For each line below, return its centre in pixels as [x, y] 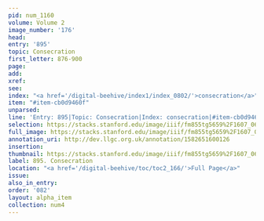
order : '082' [29, 190]
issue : [19, 176]
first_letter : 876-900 [45, 60]
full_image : [27, 132]
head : [17, 37]
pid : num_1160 [31, 15]
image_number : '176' [42, 30]
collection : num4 [37, 205]
